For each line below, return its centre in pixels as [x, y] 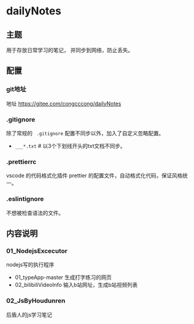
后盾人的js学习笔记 [29, 314]
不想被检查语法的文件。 [35, 213]
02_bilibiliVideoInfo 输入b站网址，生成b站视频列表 [76, 285]
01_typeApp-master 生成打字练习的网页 [63, 277]
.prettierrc [21, 162]
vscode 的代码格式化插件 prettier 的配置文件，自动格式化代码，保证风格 [94, 175]
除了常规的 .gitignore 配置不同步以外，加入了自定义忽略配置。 [85, 133]
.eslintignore [25, 199]
